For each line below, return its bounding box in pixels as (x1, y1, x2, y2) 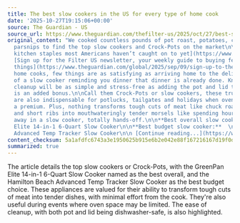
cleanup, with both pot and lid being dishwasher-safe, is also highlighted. (7, 208, 223, 217)
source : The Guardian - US (7, 24, 88, 31)
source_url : (7, 30, 43, 38)
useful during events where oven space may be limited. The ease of (7, 200, 207, 209)
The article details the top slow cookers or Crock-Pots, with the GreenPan (7, 162, 224, 171)
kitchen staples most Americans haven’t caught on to (14, 51, 177, 58)
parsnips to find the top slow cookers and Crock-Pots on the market (14, 43, 225, 51)
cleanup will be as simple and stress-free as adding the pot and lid (14, 83, 229, 90)
